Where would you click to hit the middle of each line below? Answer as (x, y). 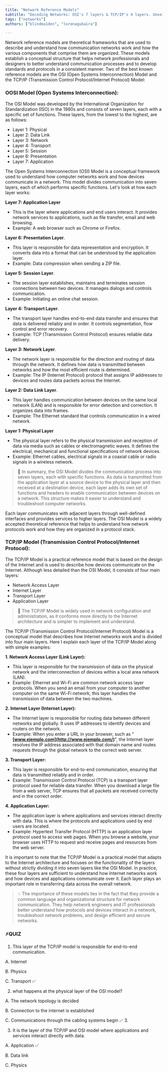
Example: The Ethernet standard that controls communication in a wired (86, 416)
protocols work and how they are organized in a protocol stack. (70, 529)
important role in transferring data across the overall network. (68, 884)
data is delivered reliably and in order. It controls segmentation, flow (82, 324)
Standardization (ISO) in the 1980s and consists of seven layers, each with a (83, 109)
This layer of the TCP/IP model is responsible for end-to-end (75, 947)
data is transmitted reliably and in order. (53, 775)
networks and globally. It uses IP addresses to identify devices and (81, 723)
